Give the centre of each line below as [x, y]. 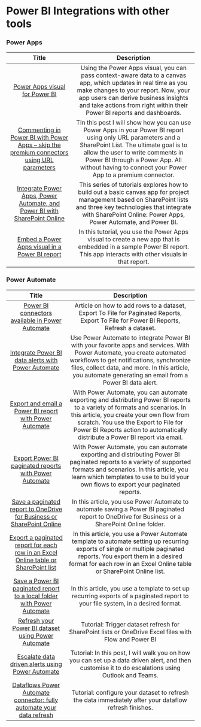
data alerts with [36, 360]
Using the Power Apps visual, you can [134, 68]
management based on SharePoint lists [133, 200]
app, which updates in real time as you [134, 83]
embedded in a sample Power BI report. [134, 247]
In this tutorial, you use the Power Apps [133, 232]
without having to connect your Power [133, 168]
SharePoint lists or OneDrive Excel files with [130, 632]
